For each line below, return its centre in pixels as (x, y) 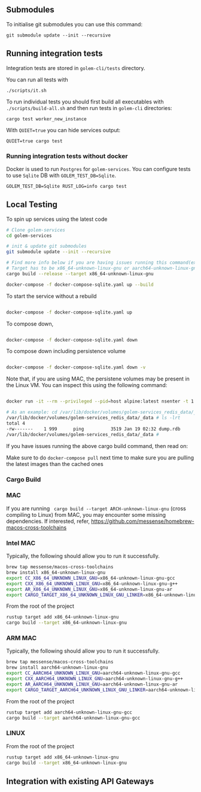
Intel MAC (21, 543)
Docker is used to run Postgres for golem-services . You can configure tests (98, 169)
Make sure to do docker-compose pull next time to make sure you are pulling (100, 458)
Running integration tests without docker (67, 156)
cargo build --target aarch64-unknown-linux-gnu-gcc (73, 718)
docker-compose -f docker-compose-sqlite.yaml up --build (80, 284)
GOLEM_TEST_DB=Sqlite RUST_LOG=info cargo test (67, 186)
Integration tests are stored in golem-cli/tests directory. (76, 68)
